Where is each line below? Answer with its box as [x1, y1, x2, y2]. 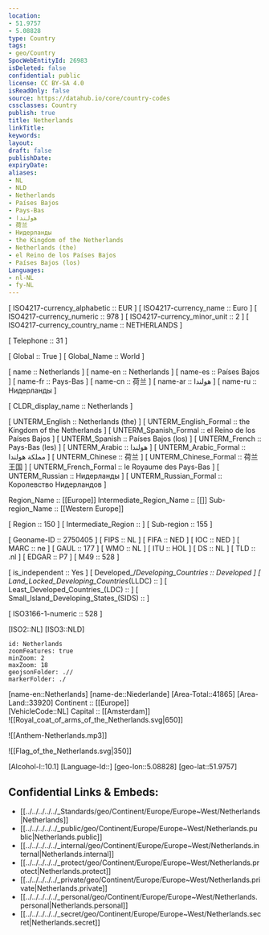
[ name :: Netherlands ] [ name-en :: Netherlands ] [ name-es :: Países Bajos [8, 367, 260, 377]
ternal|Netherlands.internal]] [19, 849, 115, 859]
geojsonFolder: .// [8, 669, 74, 677]
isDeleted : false [8, 64, 67, 72]
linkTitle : [8, 124, 45, 132]
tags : [8, 42, 26, 50]
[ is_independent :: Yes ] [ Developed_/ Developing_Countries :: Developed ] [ [8, 568, 261, 578]
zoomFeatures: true [8, 647, 74, 656]
